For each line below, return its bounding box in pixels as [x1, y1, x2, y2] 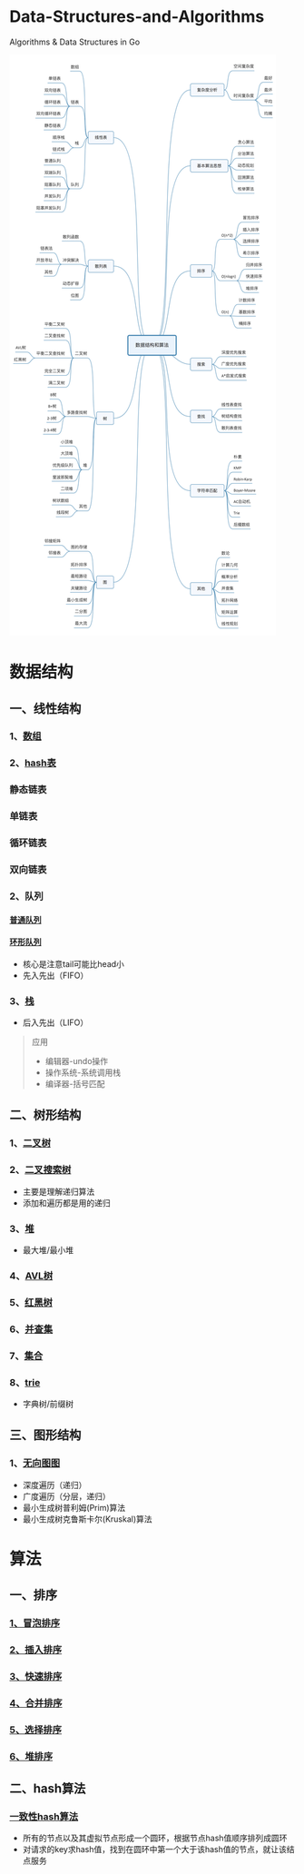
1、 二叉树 [9, 1137, 52, 1149]
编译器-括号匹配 [44, 1079, 106, 1090]
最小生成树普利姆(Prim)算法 [22, 1502, 126, 1513]
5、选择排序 [9, 1723, 62, 1736]
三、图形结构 [9, 1427, 82, 1443]
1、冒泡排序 [9, 1617, 61, 1630]
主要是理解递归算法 [22, 1186, 95, 1197]
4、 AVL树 [9, 1269, 54, 1282]
